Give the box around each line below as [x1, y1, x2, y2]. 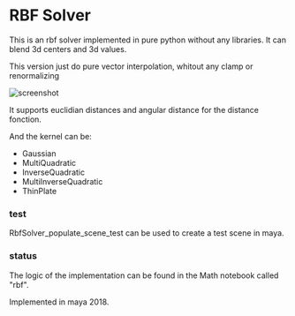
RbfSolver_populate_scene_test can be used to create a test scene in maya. [9, 228, 284, 238]
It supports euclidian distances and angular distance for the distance [9, 104, 259, 115]
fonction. [9, 114, 42, 124]
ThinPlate [21, 185, 57, 196]
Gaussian [21, 147, 57, 159]
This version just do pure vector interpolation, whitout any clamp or [9, 61, 253, 71]
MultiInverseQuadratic [21, 176, 103, 186]
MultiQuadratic [21, 157, 77, 168]
